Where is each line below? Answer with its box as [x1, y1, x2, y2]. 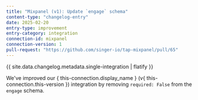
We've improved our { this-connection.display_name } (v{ [6, 74, 146, 81]
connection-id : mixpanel [6, 36, 67, 42]
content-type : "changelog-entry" [6, 14, 89, 20]
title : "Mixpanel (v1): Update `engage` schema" [6, 8, 128, 15]
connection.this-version [6, 81, 64, 88]
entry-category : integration [6, 31, 78, 36]
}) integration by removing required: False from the [65, 81, 192, 88]
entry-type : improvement [6, 25, 67, 31]
